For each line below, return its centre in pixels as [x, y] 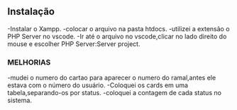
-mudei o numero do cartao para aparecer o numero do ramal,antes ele [112, 78]
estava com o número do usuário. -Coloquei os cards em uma [98, 85]
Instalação [31, 12]
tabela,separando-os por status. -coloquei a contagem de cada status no [115, 93]
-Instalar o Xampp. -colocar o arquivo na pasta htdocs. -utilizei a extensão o [118, 28]
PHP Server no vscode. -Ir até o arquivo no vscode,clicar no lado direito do [117, 36]
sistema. [20, 100]
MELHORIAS [29, 62]
